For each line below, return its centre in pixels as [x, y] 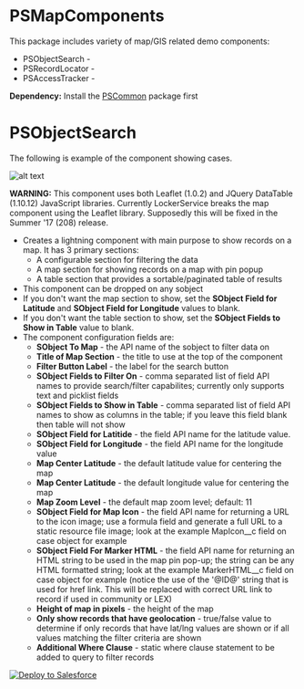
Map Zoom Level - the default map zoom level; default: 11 [144, 502]
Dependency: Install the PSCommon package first [104, 96]
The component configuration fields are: [98, 337]
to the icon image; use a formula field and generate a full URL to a [159, 521]
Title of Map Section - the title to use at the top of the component [160, 356]
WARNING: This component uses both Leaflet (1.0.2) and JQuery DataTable [151, 193]
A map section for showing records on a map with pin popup [150, 269]
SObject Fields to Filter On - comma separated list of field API [153, 376]
